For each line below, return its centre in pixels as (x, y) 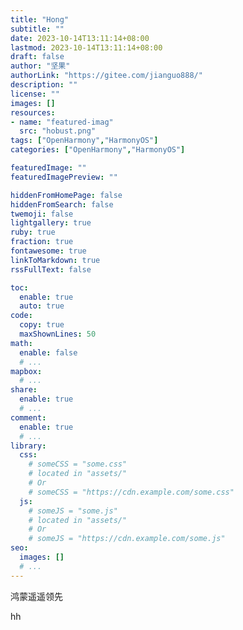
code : (21, 316)
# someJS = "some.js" (73, 511)
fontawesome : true (48, 251)
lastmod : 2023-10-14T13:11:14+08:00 (86, 47)
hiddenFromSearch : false (62, 204)
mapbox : (26, 371)
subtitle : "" (37, 29)
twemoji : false (42, 214)
